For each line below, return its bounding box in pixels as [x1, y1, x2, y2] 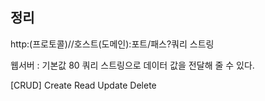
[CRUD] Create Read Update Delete [10, 79, 157, 91]
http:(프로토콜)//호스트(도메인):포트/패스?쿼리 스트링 [10, 38, 215, 50]
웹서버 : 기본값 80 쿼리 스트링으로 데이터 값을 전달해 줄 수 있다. [10, 59, 255, 71]
